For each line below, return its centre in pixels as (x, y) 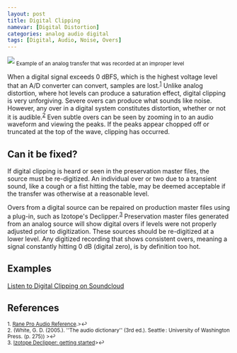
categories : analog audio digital (58, 34)
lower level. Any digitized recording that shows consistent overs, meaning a (117, 239)
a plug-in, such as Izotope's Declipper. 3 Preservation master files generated (118, 215)
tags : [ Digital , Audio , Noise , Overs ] (64, 40)
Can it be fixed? (42, 154)
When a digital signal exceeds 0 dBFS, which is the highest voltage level (112, 77)
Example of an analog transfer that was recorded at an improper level (100, 63)
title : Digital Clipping (44, 21)
